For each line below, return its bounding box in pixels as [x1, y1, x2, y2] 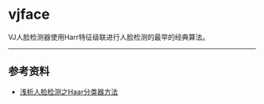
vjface [8, 5, 50, 23]
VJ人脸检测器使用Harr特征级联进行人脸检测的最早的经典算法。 [8, 32, 210, 41]
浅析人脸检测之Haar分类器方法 [19, 87, 119, 96]
